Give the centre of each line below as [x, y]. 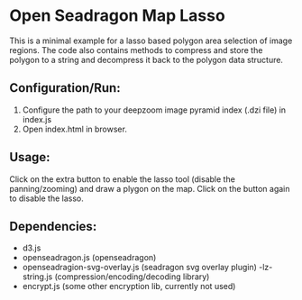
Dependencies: [53, 226]
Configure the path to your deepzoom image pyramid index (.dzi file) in [154, 110]
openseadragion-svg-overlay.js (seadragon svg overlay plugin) [139, 268]
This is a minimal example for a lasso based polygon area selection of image [151, 41]
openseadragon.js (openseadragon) [89, 258]
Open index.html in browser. [75, 129]
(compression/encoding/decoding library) [132, 277]
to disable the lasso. [46, 198]
